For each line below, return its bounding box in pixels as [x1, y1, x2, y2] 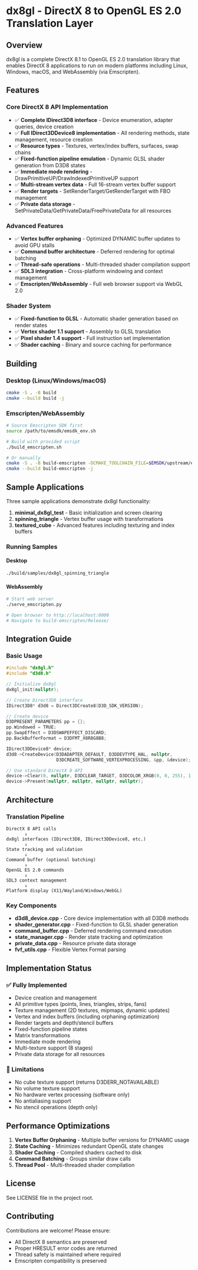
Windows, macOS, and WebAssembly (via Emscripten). [6, 68, 140, 75]
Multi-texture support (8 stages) [14, 1044, 93, 1051]
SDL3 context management [6, 877, 67, 883]
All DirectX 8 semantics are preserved [14, 1238, 107, 1245]
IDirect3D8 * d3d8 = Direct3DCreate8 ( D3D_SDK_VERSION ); [6, 702, 144, 708]
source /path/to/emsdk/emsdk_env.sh [6, 428, 96, 434]
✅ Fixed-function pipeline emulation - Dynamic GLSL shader [14, 155, 165, 162]
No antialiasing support [14, 1097, 72, 1104]
